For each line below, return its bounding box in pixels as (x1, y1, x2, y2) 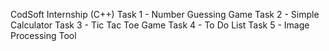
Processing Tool (10, 30, 77, 41)
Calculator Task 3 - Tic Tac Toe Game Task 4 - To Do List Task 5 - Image (10, 19, 310, 31)
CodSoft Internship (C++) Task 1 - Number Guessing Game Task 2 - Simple (10, 9, 320, 20)
